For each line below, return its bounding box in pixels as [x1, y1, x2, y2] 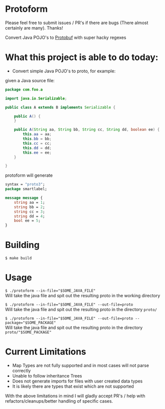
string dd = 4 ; [14, 214, 45, 219]
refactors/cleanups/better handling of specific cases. [5, 398, 113, 404]
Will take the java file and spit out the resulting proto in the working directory [5, 293, 161, 298]
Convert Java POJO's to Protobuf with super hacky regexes [5, 34, 127, 40]
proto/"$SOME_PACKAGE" [5, 330, 52, 335]
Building [5, 240, 40, 251]
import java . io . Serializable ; [5, 96, 67, 101]
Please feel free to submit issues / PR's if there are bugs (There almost [5, 20, 149, 26]
